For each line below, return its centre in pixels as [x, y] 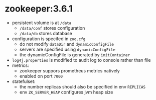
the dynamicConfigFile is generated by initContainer [75, 55]
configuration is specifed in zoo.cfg [49, 39]
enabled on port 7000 [41, 76]
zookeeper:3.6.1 [39, 9]
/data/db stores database [46, 33]
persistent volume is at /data [42, 23]
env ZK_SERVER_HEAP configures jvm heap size [66, 92]
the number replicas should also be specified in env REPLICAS [83, 86]
